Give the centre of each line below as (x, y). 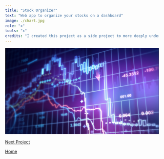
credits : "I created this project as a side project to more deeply (76, 36)
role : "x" (15, 26)
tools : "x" (16, 31)
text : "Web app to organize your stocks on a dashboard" (64, 15)
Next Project (18, 142)
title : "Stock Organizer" (31, 10)
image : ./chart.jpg (25, 20)
